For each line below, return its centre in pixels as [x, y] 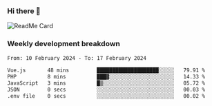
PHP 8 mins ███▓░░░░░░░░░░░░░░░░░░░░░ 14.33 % [106, 77]
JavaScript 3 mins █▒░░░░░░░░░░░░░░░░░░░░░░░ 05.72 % [106, 83]
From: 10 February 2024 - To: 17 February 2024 [77, 58]
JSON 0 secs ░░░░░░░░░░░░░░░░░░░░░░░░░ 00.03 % [106, 90]
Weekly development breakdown [64, 44]
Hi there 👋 [24, 11]
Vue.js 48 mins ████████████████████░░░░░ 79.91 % [106, 71]
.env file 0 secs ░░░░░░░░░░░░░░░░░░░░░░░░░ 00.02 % [106, 96]
